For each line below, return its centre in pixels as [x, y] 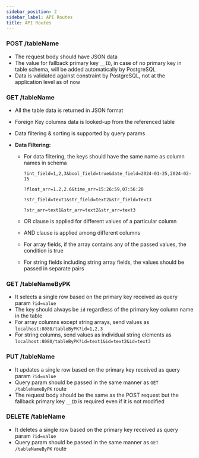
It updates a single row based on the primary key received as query [97, 369]
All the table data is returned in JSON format [69, 110]
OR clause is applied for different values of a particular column [100, 221]
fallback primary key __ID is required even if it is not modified [90, 401]
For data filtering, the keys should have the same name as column [104, 156]
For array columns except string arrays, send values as [82, 322]
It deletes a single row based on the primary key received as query [96, 429]
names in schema [45, 163]
